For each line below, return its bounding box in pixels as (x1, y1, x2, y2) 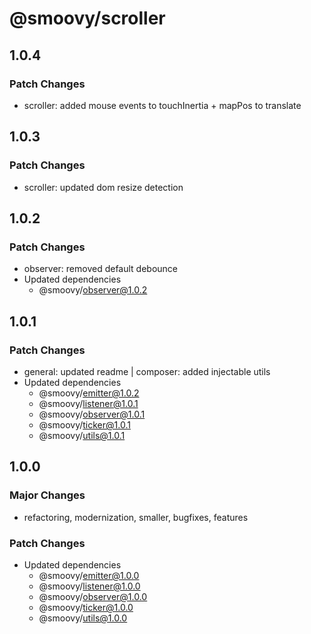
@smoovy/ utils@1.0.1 (38, 429, 126, 441)
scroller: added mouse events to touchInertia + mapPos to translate (23, 99, 302, 111)
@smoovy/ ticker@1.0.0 (38, 601, 134, 613)
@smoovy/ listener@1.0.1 (38, 397, 139, 409)
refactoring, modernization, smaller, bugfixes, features (23, 511, 249, 523)
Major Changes (9, 488, 86, 502)
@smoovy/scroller (9, 7, 166, 30)
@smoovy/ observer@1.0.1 (38, 408, 146, 420)
